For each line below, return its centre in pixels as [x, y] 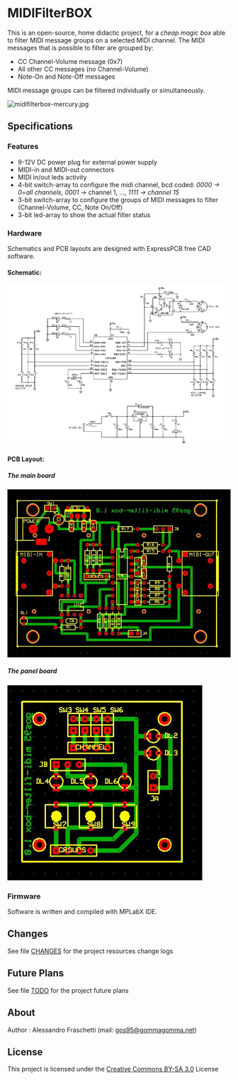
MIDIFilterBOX [50, 13]
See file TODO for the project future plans [68, 990]
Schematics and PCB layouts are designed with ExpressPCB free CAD [109, 248]
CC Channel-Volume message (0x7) [70, 61]
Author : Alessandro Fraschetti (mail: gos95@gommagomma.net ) [102, 1030]
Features [23, 147]
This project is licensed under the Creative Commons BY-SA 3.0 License [113, 1069]
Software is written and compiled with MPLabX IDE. [82, 912]
